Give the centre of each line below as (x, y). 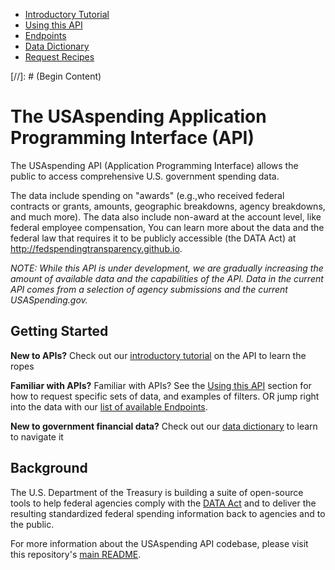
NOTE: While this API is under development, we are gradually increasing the (167, 268)
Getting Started (59, 331)
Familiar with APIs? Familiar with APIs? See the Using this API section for (161, 385)
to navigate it (37, 436)
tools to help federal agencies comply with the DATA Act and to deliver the (163, 503)
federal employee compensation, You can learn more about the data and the (167, 227)
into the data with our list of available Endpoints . (109, 406)
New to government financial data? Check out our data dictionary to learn (164, 426)
